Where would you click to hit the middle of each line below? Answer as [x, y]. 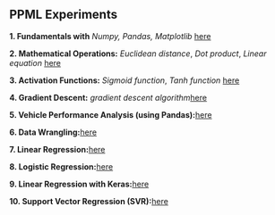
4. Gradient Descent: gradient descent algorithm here [108, 97]
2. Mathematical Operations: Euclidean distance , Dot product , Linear [138, 54]
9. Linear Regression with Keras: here [79, 184]
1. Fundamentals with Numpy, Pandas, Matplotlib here [110, 36]
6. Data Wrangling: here [53, 132]
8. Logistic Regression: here [61, 166]
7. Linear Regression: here [57, 149]
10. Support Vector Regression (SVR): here [89, 201]
